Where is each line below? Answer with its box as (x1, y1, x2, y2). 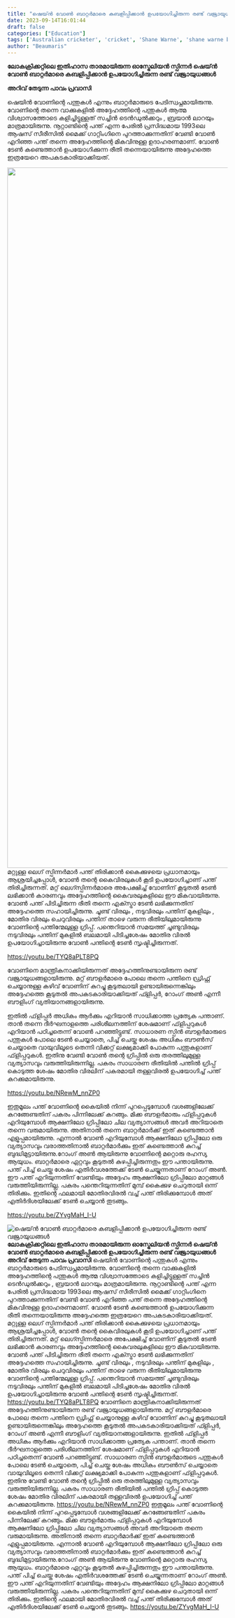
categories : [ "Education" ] (7, 29, 86, 37)
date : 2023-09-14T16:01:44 (7, 17, 86, 24)
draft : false (7, 23, 45, 30)
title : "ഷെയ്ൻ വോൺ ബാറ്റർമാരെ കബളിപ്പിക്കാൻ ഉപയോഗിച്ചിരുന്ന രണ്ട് (7, 10, 204, 18)
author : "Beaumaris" (7, 43, 68, 50)
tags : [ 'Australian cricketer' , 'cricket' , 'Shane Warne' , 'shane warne (7, 36, 224, 43)
